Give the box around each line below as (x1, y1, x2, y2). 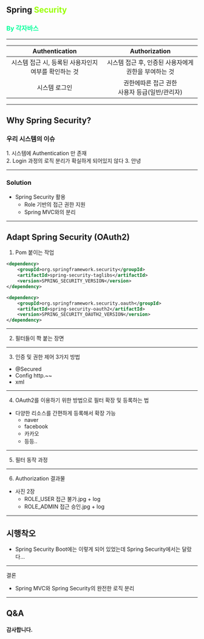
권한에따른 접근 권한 (123, 78, 177, 87)
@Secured (15, 365, 42, 373)
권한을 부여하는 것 (126, 67, 175, 75)
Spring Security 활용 (15, 193, 66, 200)
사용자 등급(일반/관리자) (118, 88, 183, 96)
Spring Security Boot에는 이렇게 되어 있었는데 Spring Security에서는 (15, 545, 181, 553)
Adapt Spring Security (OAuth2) (6, 232, 130, 243)
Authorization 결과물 (15, 475, 66, 482)
